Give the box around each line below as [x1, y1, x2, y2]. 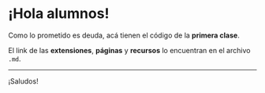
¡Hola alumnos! [8, 5, 110, 23]
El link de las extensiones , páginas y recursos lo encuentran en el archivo [8, 45, 251, 55]
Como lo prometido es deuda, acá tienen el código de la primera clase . [8, 30, 241, 40]
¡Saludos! [8, 76, 39, 86]
